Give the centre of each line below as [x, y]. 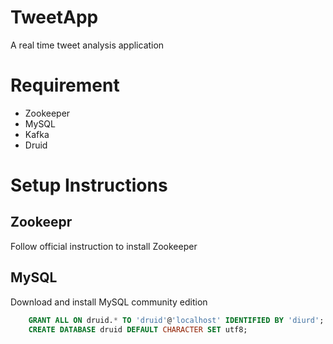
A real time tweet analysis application [87, 45]
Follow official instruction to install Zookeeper [104, 246]
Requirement [65, 85]
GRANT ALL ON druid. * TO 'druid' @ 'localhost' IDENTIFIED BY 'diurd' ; [176, 320]
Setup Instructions [89, 185]
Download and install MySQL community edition [109, 302]
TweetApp [54, 17]
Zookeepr [41, 222]
